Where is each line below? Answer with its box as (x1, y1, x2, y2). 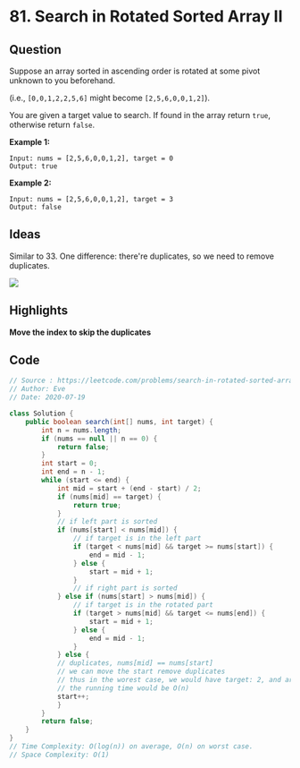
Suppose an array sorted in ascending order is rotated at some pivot (9, 65, 261, 76)
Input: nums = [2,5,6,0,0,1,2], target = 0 (9, 154, 174, 163)
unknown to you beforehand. (9, 75, 116, 86)
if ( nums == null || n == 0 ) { (41, 434, 158, 443)
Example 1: (9, 137, 51, 147)
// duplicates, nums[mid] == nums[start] (56, 659, 214, 668)
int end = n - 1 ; (41, 467, 105, 476)
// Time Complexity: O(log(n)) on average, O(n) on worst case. (9, 742, 254, 751)
